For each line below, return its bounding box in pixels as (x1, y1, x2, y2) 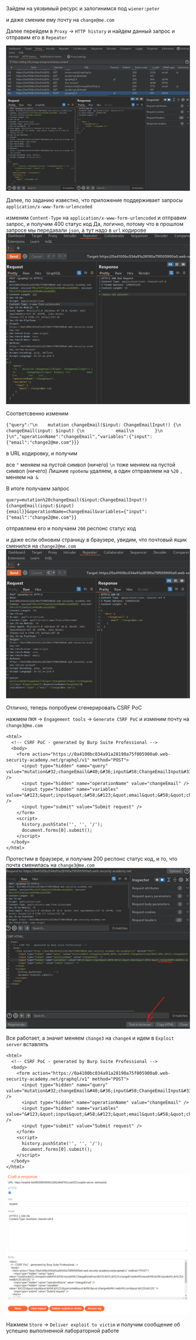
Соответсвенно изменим (6, 410, 69, 417)
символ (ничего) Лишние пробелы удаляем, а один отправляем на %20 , (6, 468, 183, 475)
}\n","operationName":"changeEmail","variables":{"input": (6, 434, 153, 440)
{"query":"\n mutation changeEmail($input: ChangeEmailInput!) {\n (6, 422, 181, 428)
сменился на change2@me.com (6, 543, 76, 550)
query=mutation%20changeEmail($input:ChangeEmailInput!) (6, 497, 148, 503)
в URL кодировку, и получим (6, 450, 78, 457)
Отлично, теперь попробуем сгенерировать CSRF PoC (6, 704, 142, 711)
